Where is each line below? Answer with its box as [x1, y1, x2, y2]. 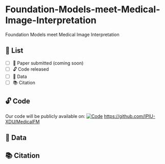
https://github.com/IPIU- [104, 113, 156, 119]
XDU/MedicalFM [5, 118, 40, 125]
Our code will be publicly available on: [5, 113, 85, 119]
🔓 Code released [12, 66, 50, 72]
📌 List [5, 46, 23, 55]
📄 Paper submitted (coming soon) [12, 60, 84, 66]
